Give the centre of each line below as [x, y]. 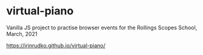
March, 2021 [22, 33]
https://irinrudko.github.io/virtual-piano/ [56, 45]
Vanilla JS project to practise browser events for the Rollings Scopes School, [102, 27]
